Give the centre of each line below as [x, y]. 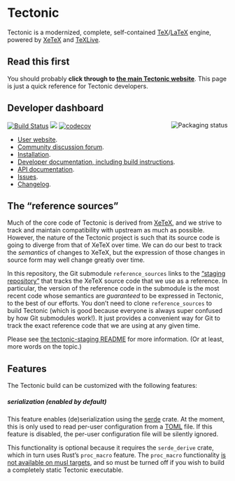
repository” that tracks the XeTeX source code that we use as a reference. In [117, 281]
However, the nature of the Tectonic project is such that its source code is [114, 238]
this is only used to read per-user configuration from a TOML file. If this [110, 427]
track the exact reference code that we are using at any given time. [104, 326]
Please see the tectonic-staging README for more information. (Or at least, [116, 339]
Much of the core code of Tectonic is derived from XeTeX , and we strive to [115, 223]
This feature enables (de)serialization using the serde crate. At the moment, [116, 419]
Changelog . [34, 184]
